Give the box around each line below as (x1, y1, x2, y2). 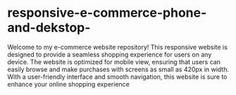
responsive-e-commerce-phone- (7, 5, 207, 21)
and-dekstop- (7, 20, 91, 36)
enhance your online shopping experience (7, 80, 130, 88)
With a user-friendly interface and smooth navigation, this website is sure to (7, 72, 228, 81)
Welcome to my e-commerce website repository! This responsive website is (7, 43, 228, 51)
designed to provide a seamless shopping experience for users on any (7, 50, 212, 59)
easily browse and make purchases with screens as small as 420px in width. (7, 65, 230, 73)
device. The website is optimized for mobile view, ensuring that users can (7, 57, 221, 66)
